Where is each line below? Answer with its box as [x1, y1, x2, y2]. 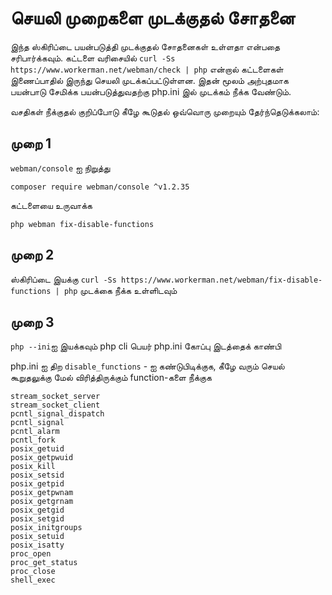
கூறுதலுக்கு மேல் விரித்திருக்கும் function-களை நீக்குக [10, 372, 212, 384]
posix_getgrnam [10, 497, 74, 507]
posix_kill [10, 462, 56, 472]
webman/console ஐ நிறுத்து [10, 162, 111, 174]
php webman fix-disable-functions [10, 219, 155, 229]
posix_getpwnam [10, 488, 74, 498]
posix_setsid [10, 470, 65, 481]
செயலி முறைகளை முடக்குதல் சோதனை [10, 7, 296, 30]
